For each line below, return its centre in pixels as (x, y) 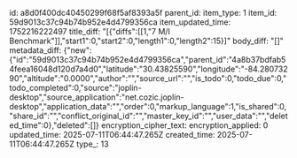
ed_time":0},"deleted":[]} (55, 125)
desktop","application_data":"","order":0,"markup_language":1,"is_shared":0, (148, 106)
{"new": (78, 50)
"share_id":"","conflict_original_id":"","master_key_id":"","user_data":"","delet (148, 116)
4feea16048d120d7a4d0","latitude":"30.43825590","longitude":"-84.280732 (148, 69)
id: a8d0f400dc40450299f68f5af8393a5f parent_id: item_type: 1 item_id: (143, 13)
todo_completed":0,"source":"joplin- (75, 88)
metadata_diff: (35, 50)
